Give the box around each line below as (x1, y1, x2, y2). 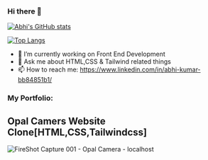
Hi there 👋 (7, 6, 43, 16)
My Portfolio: (7, 93, 53, 103)
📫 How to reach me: (17, 65, 79, 74)
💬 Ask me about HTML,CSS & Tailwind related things (17, 57, 172, 66)
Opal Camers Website (7, 115, 106, 127)
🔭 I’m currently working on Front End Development (17, 50, 165, 59)
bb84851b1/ (17, 76, 53, 84)
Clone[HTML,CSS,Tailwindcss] (7, 126, 148, 138)
